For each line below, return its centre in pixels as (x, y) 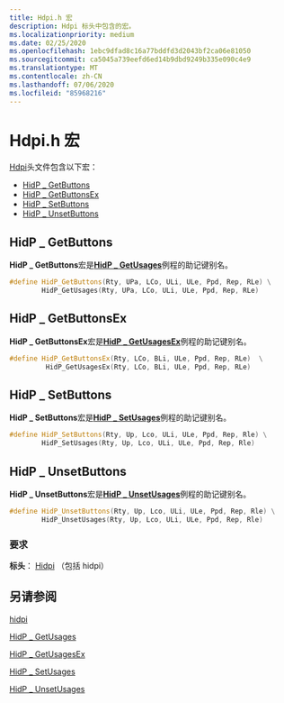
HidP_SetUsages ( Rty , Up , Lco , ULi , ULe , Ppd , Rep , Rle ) (148, 443)
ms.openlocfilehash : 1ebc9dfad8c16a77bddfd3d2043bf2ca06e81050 (130, 51)
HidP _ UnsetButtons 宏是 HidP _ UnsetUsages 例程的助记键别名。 (130, 494)
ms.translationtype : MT (54, 68)
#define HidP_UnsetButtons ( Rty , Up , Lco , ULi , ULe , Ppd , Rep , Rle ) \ (142, 511)
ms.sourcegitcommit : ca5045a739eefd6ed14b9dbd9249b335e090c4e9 (130, 59)
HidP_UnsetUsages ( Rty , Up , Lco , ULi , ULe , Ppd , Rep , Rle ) (152, 519)
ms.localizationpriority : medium (72, 34)
